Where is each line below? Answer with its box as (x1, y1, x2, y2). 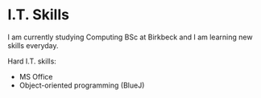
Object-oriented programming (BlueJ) (19, 80, 145, 90)
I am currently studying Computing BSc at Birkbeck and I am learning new (7, 32, 253, 42)
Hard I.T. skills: (7, 56, 57, 66)
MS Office (19, 71, 53, 81)
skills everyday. (7, 40, 59, 50)
